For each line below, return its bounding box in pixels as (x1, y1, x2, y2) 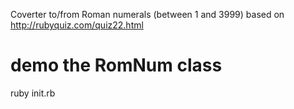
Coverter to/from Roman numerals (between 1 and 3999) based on (10, 9, 285, 20)
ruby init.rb (10, 87, 56, 99)
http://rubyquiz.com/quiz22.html (10, 19, 144, 31)
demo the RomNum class (10, 54, 223, 77)
